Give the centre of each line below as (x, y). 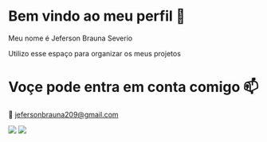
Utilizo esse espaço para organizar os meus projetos (95, 53)
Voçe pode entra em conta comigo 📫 (133, 87)
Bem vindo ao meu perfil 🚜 (97, 16)
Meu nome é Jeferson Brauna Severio (71, 38)
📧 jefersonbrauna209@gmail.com (63, 114)
